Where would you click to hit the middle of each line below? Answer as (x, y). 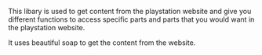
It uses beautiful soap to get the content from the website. (102, 43)
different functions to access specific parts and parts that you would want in (131, 19)
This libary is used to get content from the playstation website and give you (130, 11)
